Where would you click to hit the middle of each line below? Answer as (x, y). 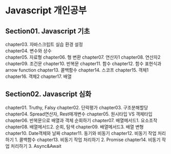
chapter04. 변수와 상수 (29, 51)
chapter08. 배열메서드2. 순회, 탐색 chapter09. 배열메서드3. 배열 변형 (74, 127)
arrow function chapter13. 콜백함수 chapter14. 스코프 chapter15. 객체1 (77, 70)
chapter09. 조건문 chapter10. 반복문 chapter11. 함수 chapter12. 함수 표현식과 (83, 64)
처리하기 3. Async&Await (36, 146)
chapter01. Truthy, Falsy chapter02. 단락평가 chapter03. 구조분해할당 (77, 107)
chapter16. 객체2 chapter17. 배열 (38, 76)
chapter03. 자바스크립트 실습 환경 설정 (44, 44)
